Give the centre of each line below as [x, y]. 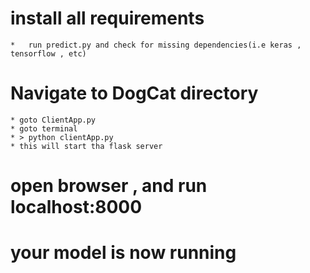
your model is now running [123, 253]
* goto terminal [44, 128]
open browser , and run [109, 186]
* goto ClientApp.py [53, 120]
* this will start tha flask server [86, 146]
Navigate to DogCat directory [134, 93]
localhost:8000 [76, 207]
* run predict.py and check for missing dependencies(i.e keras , [156, 45]
